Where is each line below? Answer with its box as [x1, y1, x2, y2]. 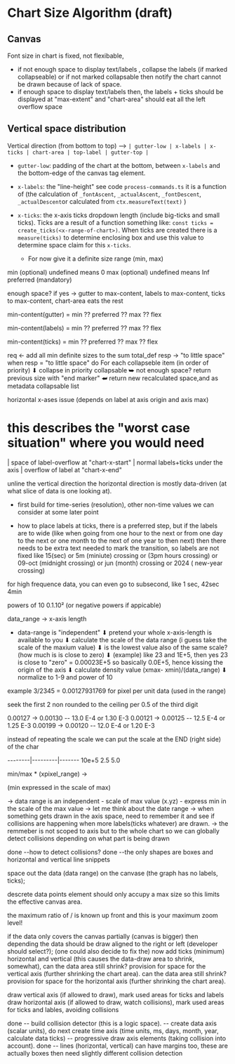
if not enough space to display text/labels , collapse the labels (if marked [17, 65, 228, 73]
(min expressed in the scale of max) [7, 783, 111, 791]
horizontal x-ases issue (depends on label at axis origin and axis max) [7, 395, 209, 403]
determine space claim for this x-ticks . [17, 240, 131, 249]
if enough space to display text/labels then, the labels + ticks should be [17, 88, 224, 96]
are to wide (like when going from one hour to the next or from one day [17, 528, 223, 537]
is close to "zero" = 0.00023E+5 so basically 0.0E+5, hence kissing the [17, 658, 223, 666]
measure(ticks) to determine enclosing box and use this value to [17, 233, 204, 242]
